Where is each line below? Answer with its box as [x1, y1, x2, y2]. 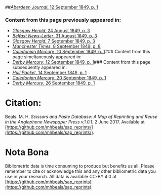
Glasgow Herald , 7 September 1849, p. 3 [12, 38, 95, 44]
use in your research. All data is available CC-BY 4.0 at [5, 174, 117, 180]
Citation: [5, 97, 41, 109]
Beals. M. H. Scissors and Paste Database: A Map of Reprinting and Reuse [5, 114, 158, 120]
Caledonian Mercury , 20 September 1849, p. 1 [12, 75, 106, 81]
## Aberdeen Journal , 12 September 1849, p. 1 [5, 4, 99, 10]
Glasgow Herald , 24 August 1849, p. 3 [12, 28, 90, 34]
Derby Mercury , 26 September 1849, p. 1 [12, 80, 95, 86]
